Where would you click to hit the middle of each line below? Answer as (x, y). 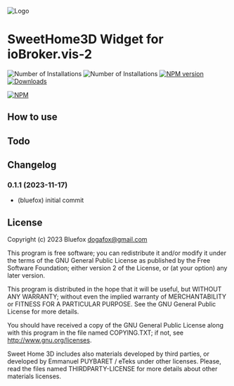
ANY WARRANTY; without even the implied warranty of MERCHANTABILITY (117, 297)
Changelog (32, 165)
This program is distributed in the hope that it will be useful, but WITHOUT (115, 289)
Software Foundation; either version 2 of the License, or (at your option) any (117, 268)
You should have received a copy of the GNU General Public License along (115, 325)
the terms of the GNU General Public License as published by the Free (109, 261)
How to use (32, 117)
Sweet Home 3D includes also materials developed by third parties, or (108, 354)
